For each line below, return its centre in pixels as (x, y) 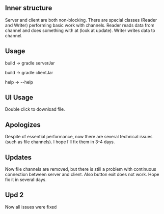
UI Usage (19, 98)
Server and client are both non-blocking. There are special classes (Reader (81, 20)
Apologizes (23, 125)
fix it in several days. (26, 180)
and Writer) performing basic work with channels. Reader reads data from (80, 25)
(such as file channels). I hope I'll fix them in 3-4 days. (60, 142)
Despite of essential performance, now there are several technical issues (79, 137)
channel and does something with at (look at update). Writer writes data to (80, 30)
